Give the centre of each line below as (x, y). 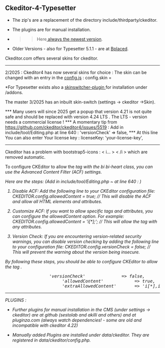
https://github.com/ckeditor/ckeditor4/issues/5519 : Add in (64, 127)
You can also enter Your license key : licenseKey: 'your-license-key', (74, 138)
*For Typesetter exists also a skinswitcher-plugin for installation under (76, 87)
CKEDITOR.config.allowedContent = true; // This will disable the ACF (82, 196)
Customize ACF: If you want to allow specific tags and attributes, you (82, 211)
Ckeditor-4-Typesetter (41, 8)
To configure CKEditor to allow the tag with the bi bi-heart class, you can (79, 167)
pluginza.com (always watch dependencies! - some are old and (77, 320)
